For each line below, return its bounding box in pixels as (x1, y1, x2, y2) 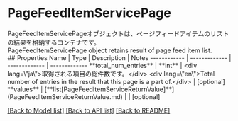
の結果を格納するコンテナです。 (7, 38, 101, 47)
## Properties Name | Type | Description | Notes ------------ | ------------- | (7, 53, 232, 62)
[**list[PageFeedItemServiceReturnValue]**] (44, 85, 175, 93)
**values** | (7, 85, 43, 93)
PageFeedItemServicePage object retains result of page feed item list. (7, 46, 212, 54)
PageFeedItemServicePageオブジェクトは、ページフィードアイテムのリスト (7, 29, 229, 38)
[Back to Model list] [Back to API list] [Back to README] (7, 106, 171, 115)
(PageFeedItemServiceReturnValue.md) (7, 92, 123, 100)
